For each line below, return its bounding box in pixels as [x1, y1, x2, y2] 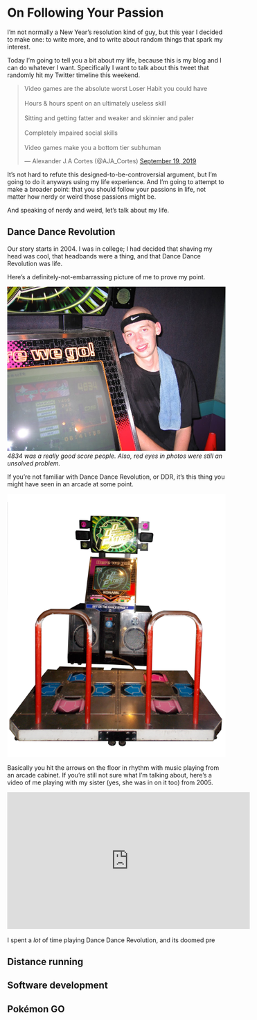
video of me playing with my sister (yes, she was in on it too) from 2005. [7, 778, 213, 787]
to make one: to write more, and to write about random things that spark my [7, 35, 223, 43]
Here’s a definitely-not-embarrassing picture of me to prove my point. [7, 272, 206, 281]
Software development [7, 980, 109, 992]
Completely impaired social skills [24, 129, 118, 137]
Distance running [7, 955, 84, 967]
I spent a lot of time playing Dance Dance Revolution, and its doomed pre [7, 936, 215, 944]
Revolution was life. [7, 259, 63, 268]
